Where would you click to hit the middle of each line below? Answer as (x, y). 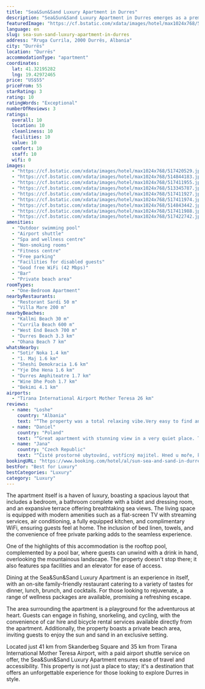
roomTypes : (20, 285)
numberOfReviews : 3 (31, 109)
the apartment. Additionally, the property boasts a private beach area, (94, 628)
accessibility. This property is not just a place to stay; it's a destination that (100, 666)
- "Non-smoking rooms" (41, 245)
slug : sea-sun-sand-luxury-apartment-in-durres (68, 35)
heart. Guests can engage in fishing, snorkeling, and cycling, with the (93, 616)
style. (13, 679)
